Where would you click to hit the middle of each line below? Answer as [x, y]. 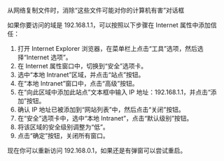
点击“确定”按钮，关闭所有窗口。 [63, 136]
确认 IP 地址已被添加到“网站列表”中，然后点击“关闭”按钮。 [101, 109]
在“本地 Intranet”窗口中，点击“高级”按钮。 [78, 83]
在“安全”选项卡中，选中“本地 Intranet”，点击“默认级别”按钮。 [105, 118]
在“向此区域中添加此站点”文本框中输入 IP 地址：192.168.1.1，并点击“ [114, 92]
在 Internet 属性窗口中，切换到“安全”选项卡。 [82, 66]
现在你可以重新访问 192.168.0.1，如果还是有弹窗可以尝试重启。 [97, 151]
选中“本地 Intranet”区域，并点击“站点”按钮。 [81, 75]
